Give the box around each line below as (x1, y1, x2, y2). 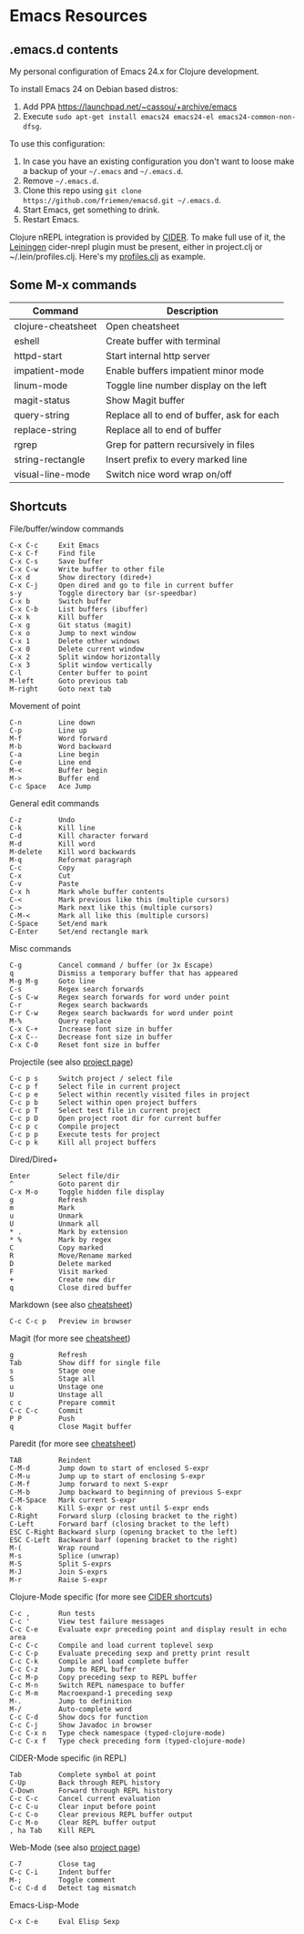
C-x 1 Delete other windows (9, 636, 141, 645)
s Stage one (9, 1366, 96, 1375)
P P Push (9, 1414, 76, 1423)
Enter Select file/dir (9, 1171, 120, 1180)
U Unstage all (9, 1390, 104, 1399)
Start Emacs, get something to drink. (22, 204, 160, 215)
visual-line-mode (14, 468, 91, 480)
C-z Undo (9, 815, 76, 825)
